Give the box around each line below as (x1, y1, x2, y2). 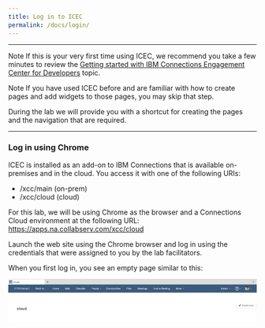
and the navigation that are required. (8, 115, 127, 125)
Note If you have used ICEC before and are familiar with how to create (8, 83, 236, 92)
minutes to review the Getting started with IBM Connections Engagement (8, 59, 245, 69)
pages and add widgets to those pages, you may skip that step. (8, 91, 215, 101)
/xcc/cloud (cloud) (19, 192, 80, 201)
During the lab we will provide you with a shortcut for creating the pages (8, 106, 243, 116)
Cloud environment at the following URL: (8, 215, 140, 225)
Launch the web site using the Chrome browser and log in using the (8, 239, 229, 248)
